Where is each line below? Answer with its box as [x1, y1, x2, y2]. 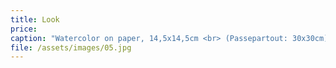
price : [10, 24, 38, 34]
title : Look [10, 14, 60, 25]
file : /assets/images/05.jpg [10, 42, 132, 53]
